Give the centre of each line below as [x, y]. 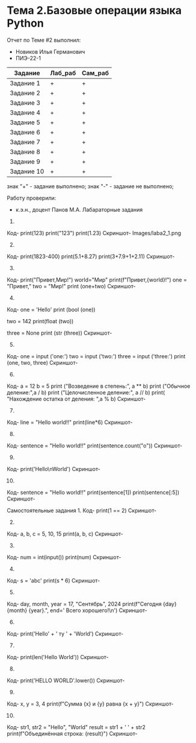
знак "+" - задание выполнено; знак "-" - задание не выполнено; [90, 186]
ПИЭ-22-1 [28, 58]
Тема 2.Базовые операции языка [94, 11]
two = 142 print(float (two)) [40, 321]
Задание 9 [25, 162]
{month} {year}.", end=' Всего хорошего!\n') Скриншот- [77, 610]
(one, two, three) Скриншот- [42, 362]
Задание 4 [25, 112]
